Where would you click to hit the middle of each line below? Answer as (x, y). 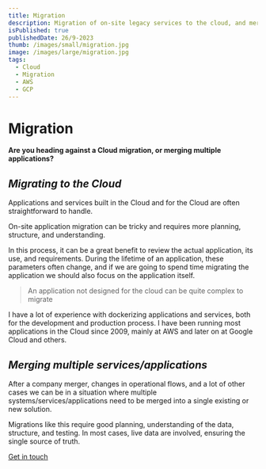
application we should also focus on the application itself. (102, 276)
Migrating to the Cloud (65, 183)
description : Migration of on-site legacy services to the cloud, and (127, 23)
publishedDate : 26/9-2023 (51, 38)
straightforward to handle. (51, 212)
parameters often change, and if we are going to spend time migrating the (129, 267)
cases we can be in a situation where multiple (82, 392)
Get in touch (28, 456)
